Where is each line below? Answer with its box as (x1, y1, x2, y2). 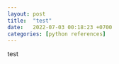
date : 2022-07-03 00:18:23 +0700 (7, 23, 113, 31)
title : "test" (7, 17, 52, 24)
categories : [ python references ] (7, 30, 106, 38)
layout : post (7, 10, 46, 18)
